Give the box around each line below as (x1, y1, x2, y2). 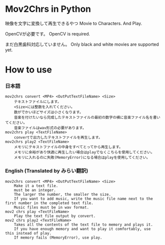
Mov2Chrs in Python (5, 3, 91, 15)
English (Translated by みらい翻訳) (5, 168, 89, 175)
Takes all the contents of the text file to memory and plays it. (14, 222, 153, 227)
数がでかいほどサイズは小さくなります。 (14, 110, 84, 115)
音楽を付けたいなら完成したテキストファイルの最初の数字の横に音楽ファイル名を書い (14, 115, 161, 120)
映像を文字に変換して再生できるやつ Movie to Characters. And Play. (5, 20, 142, 26)
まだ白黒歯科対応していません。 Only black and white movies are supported (5, 41, 159, 47)
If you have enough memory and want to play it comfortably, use (14, 226, 151, 231)
